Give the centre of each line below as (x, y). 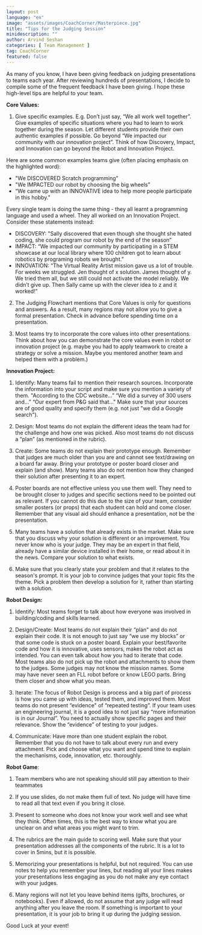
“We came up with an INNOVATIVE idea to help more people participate (103, 191)
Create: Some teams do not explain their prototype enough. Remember (103, 451)
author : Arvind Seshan (35, 40)
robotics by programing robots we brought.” (69, 259)
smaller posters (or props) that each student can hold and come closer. (103, 507)
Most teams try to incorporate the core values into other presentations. (103, 333)
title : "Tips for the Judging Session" (56, 29)
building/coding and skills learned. (57, 618)
